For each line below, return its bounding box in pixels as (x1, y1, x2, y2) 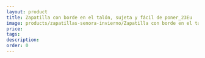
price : (6, 25, 23, 32)
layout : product (6, 8, 48, 15)
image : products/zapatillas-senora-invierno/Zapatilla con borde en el (6, 20, 192, 26)
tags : (6, 31, 20, 37)
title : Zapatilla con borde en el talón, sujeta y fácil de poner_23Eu (6, 14, 192, 21)
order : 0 (6, 43, 29, 49)
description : (6, 37, 40, 43)
